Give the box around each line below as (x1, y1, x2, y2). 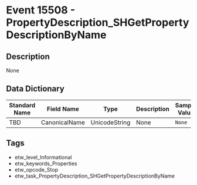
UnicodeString (90, 118, 131, 126)
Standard (9, 101, 36, 109)
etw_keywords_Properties (14, 160, 77, 167)
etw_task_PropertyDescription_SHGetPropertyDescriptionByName (14, 172, 175, 179)
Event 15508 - (6, 4, 76, 17)
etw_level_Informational (14, 153, 72, 160)
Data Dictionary (6, 84, 64, 94)
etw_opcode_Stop (14, 166, 59, 173)
